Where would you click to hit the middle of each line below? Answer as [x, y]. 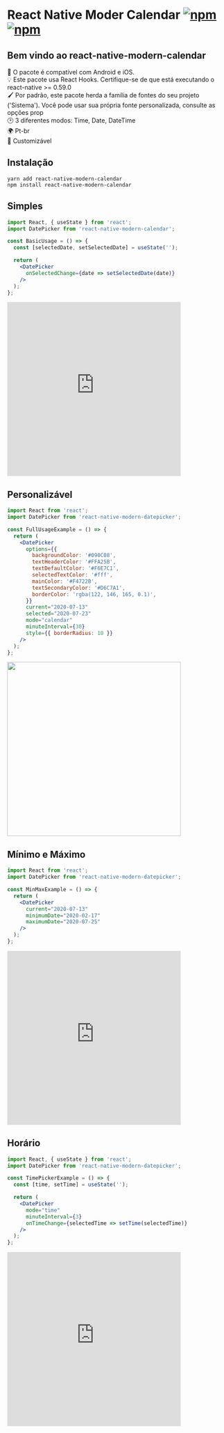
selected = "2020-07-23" [58, 614]
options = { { [41, 549]
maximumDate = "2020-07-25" [63, 922]
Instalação [31, 163]
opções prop [25, 112]
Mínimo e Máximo [46, 854]
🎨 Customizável [29, 141]
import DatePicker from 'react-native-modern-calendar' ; [91, 229]
